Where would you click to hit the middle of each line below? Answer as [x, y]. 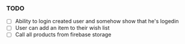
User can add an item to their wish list [62, 28]
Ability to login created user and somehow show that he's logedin [97, 21]
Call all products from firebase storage [63, 34]
